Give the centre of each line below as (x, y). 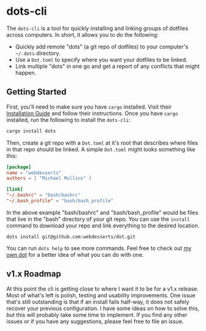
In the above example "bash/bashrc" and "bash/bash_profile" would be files (102, 212)
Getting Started (36, 92)
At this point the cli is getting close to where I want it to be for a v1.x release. (103, 289)
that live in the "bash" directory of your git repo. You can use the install (98, 219)
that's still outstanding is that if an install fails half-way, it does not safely (98, 302)
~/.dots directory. (38, 53)
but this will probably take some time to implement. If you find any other (97, 314)
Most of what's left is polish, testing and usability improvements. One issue (101, 295)
